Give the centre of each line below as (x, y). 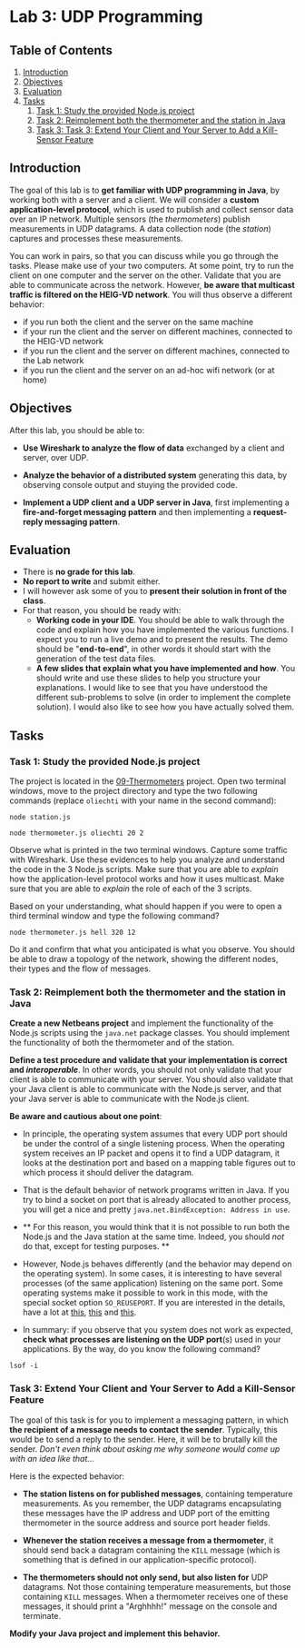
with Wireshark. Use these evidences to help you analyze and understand (147, 859)
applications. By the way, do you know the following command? (141, 1349)
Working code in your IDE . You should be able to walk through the (160, 620)
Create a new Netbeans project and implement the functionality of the (142, 1023)
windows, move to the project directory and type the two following (133, 791)
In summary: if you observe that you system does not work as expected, (157, 1330)
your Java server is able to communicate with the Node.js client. (129, 1099)
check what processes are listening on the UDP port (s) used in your (152, 1340)
